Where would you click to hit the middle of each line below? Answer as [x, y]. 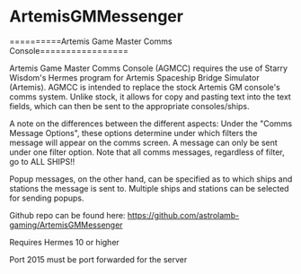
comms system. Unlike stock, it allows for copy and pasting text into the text [150, 97]
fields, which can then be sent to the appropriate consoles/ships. [129, 106]
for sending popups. [47, 198]
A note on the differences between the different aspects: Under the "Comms [151, 124]
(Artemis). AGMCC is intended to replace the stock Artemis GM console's [145, 87]
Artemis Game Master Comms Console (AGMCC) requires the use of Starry [149, 68]
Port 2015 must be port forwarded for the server [98, 259]
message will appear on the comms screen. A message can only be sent [144, 142]
